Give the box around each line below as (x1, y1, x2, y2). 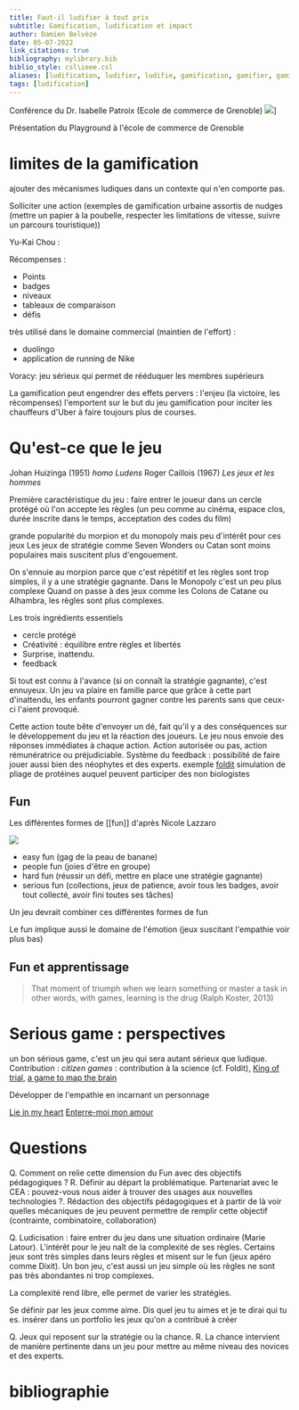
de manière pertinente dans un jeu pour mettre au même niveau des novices (9, 1341, 289, 1351)
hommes (9, 476, 42, 487)
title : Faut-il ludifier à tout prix (9, 12, 149, 22)
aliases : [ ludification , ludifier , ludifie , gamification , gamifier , (9, 71, 273, 80)
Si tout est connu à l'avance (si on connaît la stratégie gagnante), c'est (9, 675, 268, 686)
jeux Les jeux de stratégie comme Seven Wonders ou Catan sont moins (9, 540, 271, 550)
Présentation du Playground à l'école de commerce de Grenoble (9, 122, 245, 133)
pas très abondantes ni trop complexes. (9, 1270, 155, 1281)
